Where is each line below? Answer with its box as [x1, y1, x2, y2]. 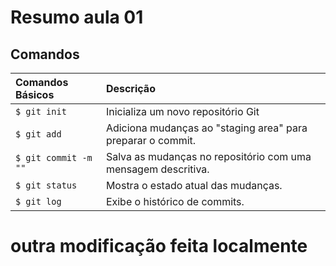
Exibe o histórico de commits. [105, 195, 245, 208]
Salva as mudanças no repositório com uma [105, 150, 312, 163]
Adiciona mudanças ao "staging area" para [105, 121, 308, 135]
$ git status [15, 180, 78, 191]
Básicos [15, 88, 55, 101]
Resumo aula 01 [10, 6, 144, 29]
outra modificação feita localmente [10, 235, 308, 258]
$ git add [15, 129, 62, 140]
